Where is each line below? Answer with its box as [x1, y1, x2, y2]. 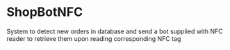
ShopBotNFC [6, 4, 83, 20]
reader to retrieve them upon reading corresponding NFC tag [6, 34, 181, 42]
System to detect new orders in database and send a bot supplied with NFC [6, 27, 223, 35]
